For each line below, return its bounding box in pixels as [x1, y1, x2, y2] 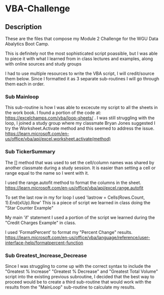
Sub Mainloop [5, 93, 39, 100]
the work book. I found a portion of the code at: [5, 110, 101, 116]
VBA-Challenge [5, 3, 70, 14]
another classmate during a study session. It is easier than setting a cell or [5, 165, 156, 171]
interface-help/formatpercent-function [5, 240, 84, 246]
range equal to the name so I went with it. [5, 170, 89, 176]
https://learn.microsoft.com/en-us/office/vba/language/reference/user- [5, 234, 150, 240]
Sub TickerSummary [5, 148, 56, 155]
